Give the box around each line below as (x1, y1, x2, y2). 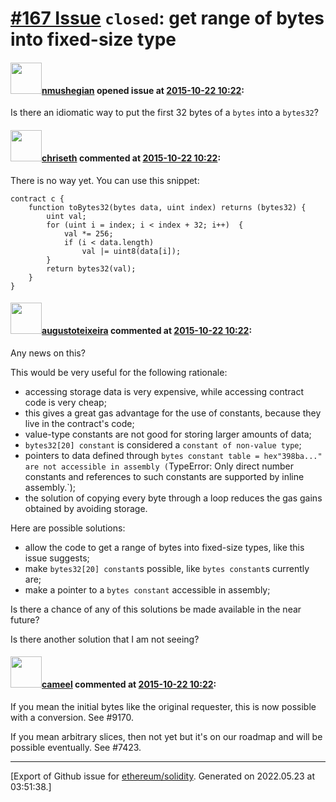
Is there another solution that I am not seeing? (10, 633, 200, 645)
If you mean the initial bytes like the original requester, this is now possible (10, 701, 317, 712)
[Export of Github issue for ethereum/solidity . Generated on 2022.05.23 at (10, 770, 316, 782)
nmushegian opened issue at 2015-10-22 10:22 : (41, 84, 245, 96)
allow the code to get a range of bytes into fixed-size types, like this (24, 541, 305, 553)
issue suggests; (24, 552, 90, 564)
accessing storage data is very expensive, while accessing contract (24, 385, 305, 397)
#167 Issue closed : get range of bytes (10, 7, 325, 30)
